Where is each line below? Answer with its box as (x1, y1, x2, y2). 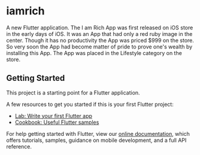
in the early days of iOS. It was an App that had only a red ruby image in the (6, 30, 193, 37)
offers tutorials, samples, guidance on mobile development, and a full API (6, 136, 187, 144)
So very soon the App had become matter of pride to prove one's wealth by (6, 43, 193, 50)
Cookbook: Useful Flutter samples (14, 118, 99, 126)
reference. (6, 142, 32, 150)
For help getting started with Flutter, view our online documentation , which (6, 130, 190, 137)
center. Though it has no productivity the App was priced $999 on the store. (6, 37, 195, 44)
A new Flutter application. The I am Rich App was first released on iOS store (6, 24, 193, 31)
